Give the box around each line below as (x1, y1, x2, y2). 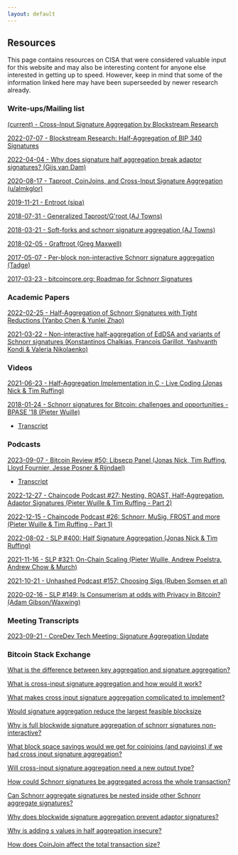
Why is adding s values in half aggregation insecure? (7, 826, 162, 835)
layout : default (7, 10, 55, 18)
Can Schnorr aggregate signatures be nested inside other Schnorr (7, 792, 201, 800)
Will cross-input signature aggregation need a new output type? (7, 764, 195, 772)
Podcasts (7, 440, 41, 450)
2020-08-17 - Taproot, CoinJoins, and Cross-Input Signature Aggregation (7, 176, 223, 185)
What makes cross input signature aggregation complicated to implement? (7, 693, 225, 702)
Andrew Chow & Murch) (7, 562, 78, 571)
